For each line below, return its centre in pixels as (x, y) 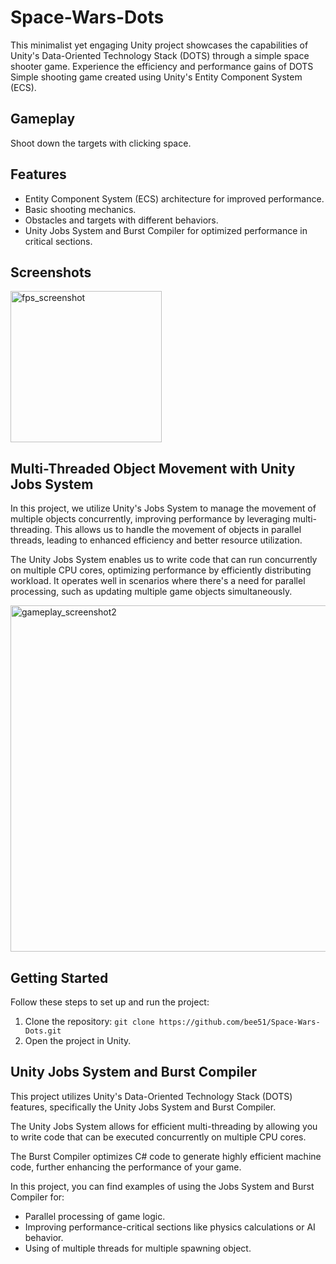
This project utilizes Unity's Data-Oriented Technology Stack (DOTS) (151, 1096)
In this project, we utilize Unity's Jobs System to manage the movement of (163, 508)
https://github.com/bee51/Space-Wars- (239, 1022)
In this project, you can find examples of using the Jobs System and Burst (162, 1186)
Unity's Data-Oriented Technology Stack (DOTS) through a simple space (160, 55)
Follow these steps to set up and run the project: (110, 1002)
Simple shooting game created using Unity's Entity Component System (156, 77)
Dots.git (43, 1031)
